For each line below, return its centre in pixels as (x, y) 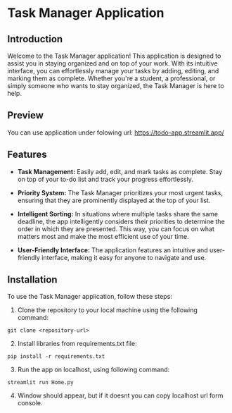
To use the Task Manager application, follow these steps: (90, 297)
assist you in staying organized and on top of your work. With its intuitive (112, 63)
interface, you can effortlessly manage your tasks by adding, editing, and (113, 71)
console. (30, 403)
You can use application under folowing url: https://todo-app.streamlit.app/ (116, 132)
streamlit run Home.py (40, 383)
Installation (32, 280)
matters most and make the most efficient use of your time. (103, 236)
